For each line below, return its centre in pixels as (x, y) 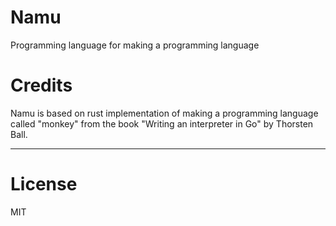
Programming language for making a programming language (135, 45)
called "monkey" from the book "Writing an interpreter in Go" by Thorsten (162, 123)
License (44, 184)
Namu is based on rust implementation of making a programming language (164, 113)
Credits (41, 85)
